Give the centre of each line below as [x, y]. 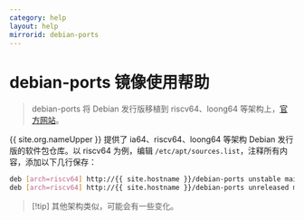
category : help [38, 18]
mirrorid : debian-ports [54, 34]
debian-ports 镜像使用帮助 [109, 82]
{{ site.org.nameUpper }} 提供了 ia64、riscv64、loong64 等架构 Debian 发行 [152, 139]
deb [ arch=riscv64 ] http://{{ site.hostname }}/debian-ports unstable [145, 179]
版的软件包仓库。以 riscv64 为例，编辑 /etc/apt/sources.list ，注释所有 [145, 151]
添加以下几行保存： [61, 162]
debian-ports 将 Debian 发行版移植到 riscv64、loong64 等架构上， [156, 109]
